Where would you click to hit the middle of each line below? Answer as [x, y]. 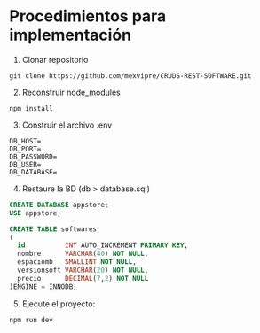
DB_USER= [25, 164]
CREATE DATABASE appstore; [59, 205]
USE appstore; [35, 213]
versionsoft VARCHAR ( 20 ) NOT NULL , [83, 271]
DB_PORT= [25, 149]
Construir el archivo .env [67, 125]
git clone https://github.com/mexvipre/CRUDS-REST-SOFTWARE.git [130, 76]
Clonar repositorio [55, 59]
